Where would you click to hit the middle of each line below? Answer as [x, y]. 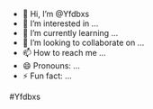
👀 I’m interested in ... [60, 23]
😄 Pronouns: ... [51, 66]
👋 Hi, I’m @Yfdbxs [56, 14]
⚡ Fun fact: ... [47, 76]
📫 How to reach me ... [64, 53]
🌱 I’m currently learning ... [70, 33]
